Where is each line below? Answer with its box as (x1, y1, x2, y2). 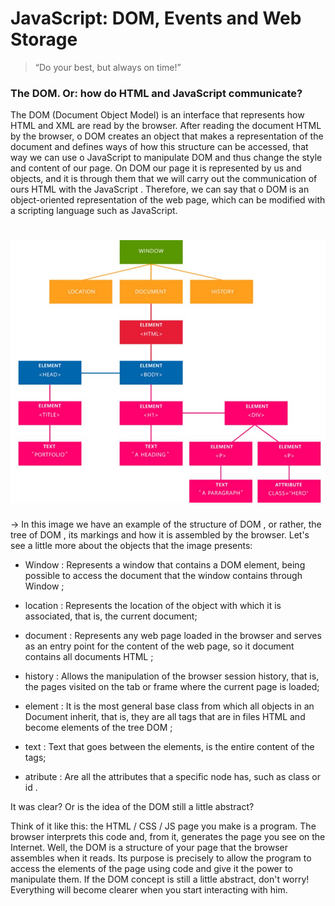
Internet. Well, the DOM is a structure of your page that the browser (10, 841, 288, 853)
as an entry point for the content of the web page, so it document (24, 640, 295, 652)
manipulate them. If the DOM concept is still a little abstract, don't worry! (10, 873, 310, 885)
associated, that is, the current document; (24, 610, 198, 622)
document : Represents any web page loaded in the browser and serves (24, 629, 322, 641)
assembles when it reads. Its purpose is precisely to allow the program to (10, 852, 312, 864)
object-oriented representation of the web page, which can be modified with (10, 194, 326, 206)
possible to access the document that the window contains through (24, 569, 303, 581)
